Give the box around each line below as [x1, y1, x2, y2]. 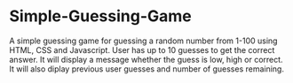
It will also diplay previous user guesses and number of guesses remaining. [9, 64, 284, 74]
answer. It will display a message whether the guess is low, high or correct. [9, 54, 283, 64]
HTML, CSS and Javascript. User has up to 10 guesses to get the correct [9, 44, 275, 55]
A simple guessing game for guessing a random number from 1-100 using [9, 35, 278, 46]
